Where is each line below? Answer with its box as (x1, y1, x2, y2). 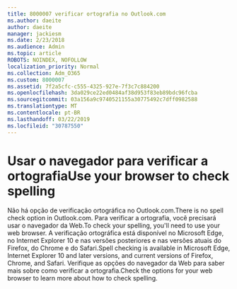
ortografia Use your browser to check (7, 168, 230, 184)
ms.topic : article (7, 50, 62, 57)
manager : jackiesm (7, 30, 62, 38)
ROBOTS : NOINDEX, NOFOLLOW (7, 57, 87, 64)
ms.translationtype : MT (7, 103, 78, 110)
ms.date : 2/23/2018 (7, 37, 65, 44)
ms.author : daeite (7, 17, 62, 24)
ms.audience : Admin (7, 43, 65, 50)
